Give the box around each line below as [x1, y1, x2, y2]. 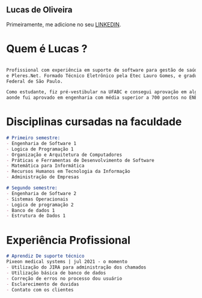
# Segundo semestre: [6, 185, 58, 191]
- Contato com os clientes [6, 287, 74, 293]
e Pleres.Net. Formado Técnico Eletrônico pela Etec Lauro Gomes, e [6, 72, 182, 79]
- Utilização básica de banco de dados [6, 270, 106, 276]
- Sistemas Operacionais [6, 196, 69, 202]
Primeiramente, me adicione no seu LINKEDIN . [6, 20, 121, 28]
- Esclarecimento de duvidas [6, 281, 79, 287]
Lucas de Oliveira [6, 5, 73, 15]
